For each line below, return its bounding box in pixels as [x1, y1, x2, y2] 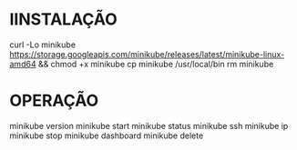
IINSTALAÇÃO [9, 9, 118, 30]
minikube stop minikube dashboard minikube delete [9, 130, 204, 141]
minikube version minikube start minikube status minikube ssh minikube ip [9, 120, 289, 131]
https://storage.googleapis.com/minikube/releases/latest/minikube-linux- [9, 48, 285, 59]
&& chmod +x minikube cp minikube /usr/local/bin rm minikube [37, 58, 274, 69]
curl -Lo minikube [9, 39, 76, 50]
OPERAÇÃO [9, 91, 99, 111]
